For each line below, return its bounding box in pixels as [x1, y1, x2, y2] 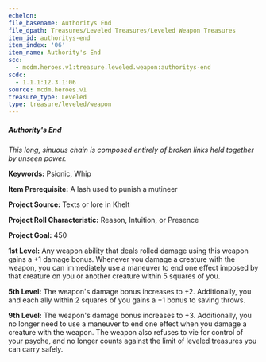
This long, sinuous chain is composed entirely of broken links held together [8, 145, 254, 155]
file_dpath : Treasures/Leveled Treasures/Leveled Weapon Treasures [8, 26, 237, 34]
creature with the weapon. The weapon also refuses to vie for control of [8, 328, 244, 337]
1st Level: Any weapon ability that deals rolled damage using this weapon [8, 246, 249, 255]
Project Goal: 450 [8, 231, 67, 240]
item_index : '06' [8, 41, 66, 49]
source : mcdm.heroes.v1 [8, 85, 87, 94]
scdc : [8, 71, 26, 79]
